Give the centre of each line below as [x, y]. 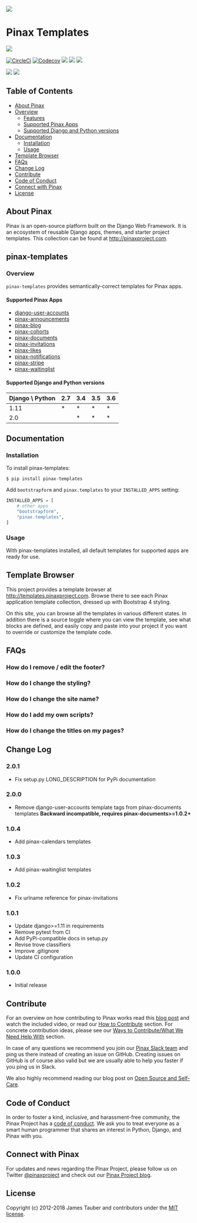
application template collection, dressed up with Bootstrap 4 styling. [89, 602]
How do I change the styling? [49, 683]
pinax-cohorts [32, 332]
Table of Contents [40, 91]
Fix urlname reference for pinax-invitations [66, 897]
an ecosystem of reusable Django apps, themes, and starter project [88, 232]
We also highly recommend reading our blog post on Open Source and [92, 1078]
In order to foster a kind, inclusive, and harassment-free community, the [93, 1117]
